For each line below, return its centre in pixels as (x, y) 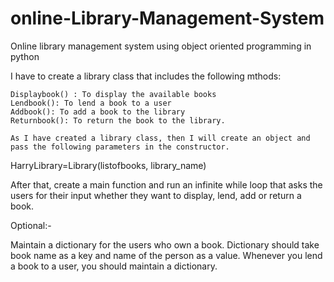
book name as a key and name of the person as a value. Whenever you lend (166, 255)
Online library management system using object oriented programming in (161, 46)
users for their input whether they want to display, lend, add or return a (156, 195)
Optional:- (31, 225)
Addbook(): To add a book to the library (98, 112)
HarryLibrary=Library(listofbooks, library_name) (108, 165)
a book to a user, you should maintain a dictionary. (114, 266)
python (25, 56)
